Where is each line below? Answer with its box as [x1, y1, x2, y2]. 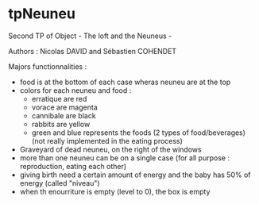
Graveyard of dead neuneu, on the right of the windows [19, 144, 202, 154]
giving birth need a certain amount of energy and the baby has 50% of [19, 170, 252, 179]
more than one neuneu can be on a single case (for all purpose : [19, 152, 230, 163]
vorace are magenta [31, 102, 98, 112]
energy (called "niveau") [19, 178, 101, 187]
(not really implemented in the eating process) [31, 136, 183, 145]
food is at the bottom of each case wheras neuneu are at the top [19, 77, 231, 87]
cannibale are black [31, 110, 97, 120]
